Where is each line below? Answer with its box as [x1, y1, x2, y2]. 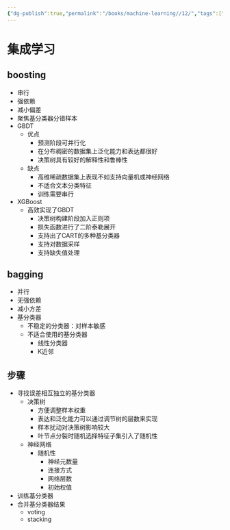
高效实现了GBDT [27, 205, 74, 214]
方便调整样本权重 [37, 406, 86, 414]
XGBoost [16, 197, 42, 205]
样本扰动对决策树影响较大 [37, 423, 110, 431]
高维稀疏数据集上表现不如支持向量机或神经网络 [37, 173, 170, 181]
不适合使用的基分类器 [27, 330, 88, 339]
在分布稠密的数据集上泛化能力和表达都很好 [37, 147, 158, 155]
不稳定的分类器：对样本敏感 [27, 322, 106, 330]
